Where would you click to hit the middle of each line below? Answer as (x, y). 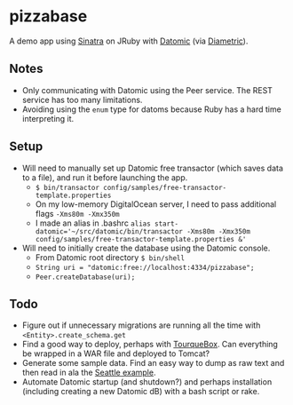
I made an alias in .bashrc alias (93, 223)
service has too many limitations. (82, 99)
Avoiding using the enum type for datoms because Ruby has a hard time (151, 109)
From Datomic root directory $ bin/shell (110, 257)
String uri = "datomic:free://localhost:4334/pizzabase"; (145, 267)
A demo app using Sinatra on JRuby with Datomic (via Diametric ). (129, 41)
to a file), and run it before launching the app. (105, 177)
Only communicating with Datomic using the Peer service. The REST (147, 90)
